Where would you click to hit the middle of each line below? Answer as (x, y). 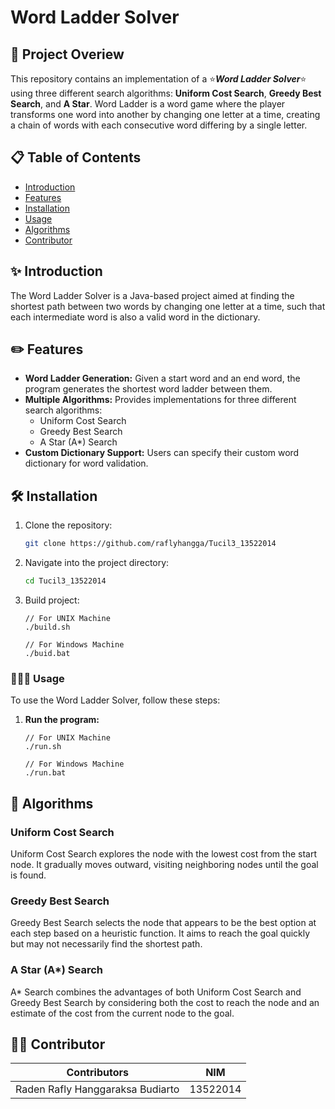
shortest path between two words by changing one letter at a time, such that (168, 306)
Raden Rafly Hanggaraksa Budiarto (97, 1089)
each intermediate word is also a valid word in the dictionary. (135, 317)
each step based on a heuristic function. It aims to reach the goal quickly (160, 933)
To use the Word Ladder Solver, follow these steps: (115, 700)
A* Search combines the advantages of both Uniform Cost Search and (156, 992)
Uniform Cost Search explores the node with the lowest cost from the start (163, 853)
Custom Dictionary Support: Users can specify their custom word (162, 453)
